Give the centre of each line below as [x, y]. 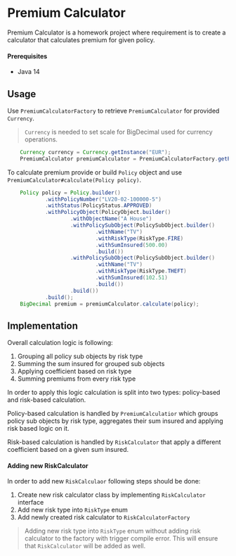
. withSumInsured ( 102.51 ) [132, 278]
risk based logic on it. [38, 429]
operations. [41, 139]
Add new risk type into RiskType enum [72, 510]
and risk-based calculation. [47, 400]
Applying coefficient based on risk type [74, 372]
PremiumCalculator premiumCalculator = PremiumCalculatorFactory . [119, 159]
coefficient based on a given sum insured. [68, 450]
